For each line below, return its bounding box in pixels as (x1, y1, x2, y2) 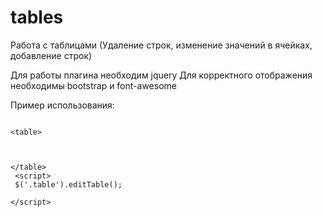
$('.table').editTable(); (14, 179, 123, 190)
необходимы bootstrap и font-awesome (10, 79, 177, 91)
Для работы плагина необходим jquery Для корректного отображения (10, 69, 313, 81)
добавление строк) (10, 49, 93, 61)
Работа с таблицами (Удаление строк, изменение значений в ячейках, (10, 39, 313, 51)
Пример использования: (10, 99, 115, 111)
